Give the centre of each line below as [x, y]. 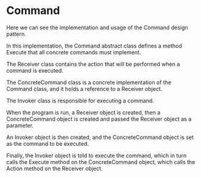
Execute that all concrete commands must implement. [74, 52]
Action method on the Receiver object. [55, 168]
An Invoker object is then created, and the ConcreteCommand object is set [100, 137]
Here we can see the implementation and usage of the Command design [97, 27]
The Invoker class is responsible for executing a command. [80, 101]
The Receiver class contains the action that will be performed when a [93, 64]
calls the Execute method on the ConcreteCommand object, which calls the [101, 162]
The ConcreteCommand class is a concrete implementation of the [89, 82]
